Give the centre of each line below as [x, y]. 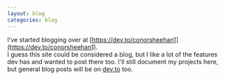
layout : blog [26, 13]
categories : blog [32, 20]
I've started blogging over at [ [50, 39]
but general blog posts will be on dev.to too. [70, 69]
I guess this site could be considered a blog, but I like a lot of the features [113, 54]
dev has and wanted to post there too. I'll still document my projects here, [113, 61]
